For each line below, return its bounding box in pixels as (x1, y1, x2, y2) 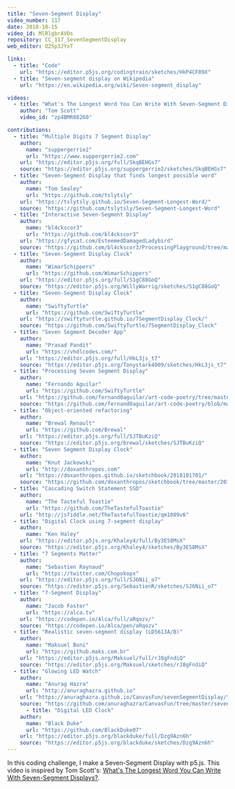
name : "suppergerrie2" (25, 146, 92, 153)
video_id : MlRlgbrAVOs (7, 29, 73, 37)
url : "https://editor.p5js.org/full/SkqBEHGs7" (20, 159, 161, 166)
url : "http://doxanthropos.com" (25, 466, 120, 473)
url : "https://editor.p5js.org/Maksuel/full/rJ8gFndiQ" (20, 654, 187, 661)
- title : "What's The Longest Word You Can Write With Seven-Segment (13, 101, 220, 108)
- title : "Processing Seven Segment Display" (13, 367, 149, 375)
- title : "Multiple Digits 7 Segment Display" (13, 133, 152, 140)
